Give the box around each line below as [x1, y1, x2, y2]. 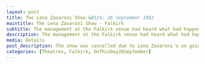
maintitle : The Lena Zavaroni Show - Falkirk [6, 20, 124, 26]
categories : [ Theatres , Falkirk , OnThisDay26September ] [6, 49, 151, 55]
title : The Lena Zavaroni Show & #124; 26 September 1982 [6, 15, 154, 21]
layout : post [6, 9, 40, 15]
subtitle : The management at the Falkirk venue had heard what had [6, 26, 182, 32]
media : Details [6, 37, 45, 43]
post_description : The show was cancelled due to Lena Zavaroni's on [6, 43, 187, 49]
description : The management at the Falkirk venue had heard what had [6, 32, 190, 38]
